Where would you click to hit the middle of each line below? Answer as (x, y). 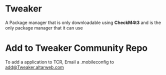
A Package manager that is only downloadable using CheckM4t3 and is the (83, 22)
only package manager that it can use (44, 27)
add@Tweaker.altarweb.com (34, 67)
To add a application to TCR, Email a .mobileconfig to (59, 62)
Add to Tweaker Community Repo (76, 48)
